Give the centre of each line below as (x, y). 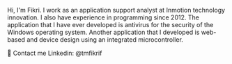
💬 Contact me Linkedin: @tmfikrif (55, 53)
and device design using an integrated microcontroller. (105, 40)
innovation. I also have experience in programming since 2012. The (103, 17)
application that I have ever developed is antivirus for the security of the (110, 25)
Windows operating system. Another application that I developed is (103, 32)
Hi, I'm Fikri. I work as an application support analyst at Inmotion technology (116, 10)
